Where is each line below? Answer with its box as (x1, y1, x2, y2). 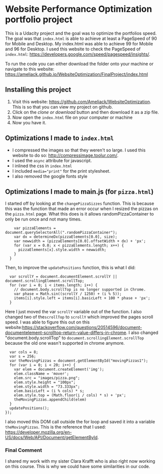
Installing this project (5, 85, 71, 94)
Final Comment (5, 447, 42, 454)
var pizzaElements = (14, 226, 56, 231)
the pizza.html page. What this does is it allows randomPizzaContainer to (5, 211, 154, 217)
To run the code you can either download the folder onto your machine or (5, 61, 154, 67)
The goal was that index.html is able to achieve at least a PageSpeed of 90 (5, 36, 157, 41)
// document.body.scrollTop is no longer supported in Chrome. (14, 287, 146, 292)
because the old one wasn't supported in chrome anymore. (5, 340, 125, 346)
